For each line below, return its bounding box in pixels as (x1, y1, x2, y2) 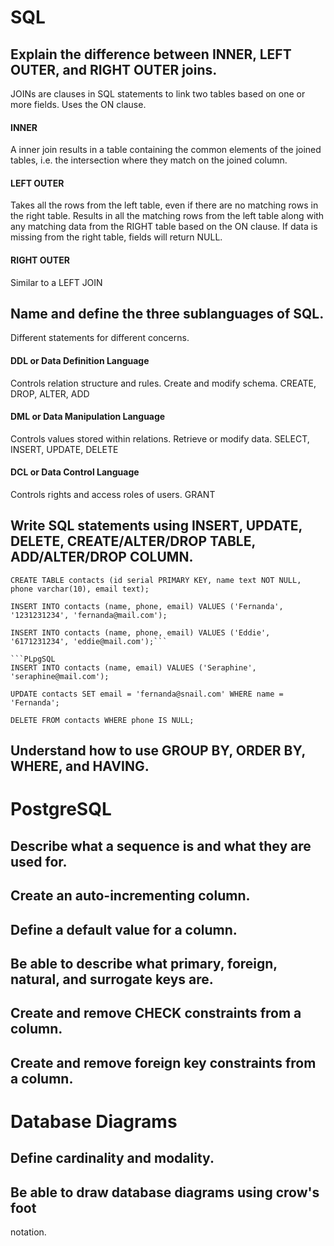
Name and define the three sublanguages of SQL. (10, 306, 325, 322)
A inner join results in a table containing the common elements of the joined (10, 144, 322, 156)
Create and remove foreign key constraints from (10, 1054, 317, 1071)
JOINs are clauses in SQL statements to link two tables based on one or (10, 88, 306, 100)
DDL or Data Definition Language (10, 355, 150, 367)
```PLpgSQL (10, 654, 56, 664)
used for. (10, 853, 68, 870)
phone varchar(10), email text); (10, 584, 150, 594)
